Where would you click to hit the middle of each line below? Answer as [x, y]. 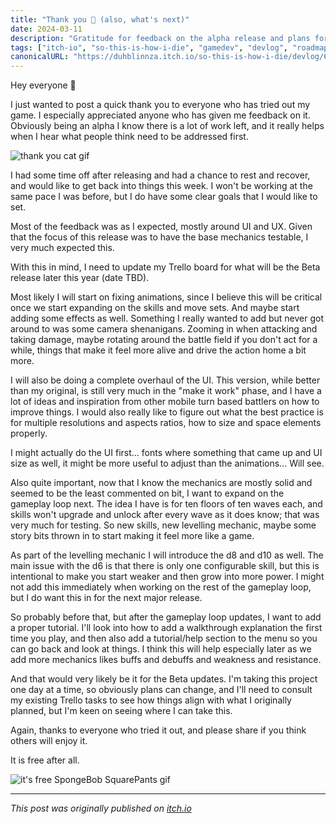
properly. [29, 433]
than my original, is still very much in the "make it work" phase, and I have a [166, 391]
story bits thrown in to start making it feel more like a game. [132, 536]
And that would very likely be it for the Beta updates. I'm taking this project [164, 679]
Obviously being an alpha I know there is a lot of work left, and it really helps [167, 126]
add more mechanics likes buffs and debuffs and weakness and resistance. [166, 660]
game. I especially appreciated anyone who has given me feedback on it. [160, 115]
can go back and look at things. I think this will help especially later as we [161, 649]
